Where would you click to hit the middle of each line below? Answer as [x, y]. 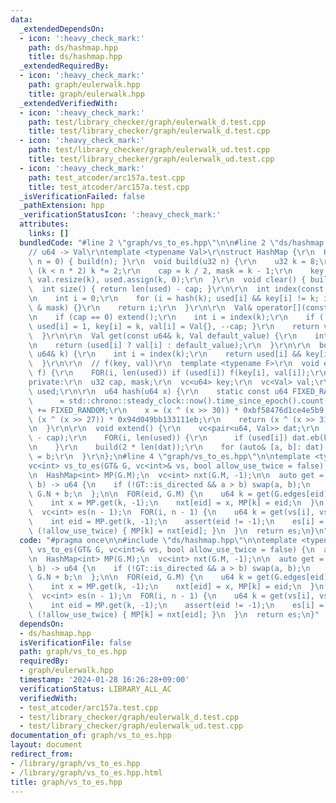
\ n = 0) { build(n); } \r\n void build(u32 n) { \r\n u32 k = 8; [174, 261]
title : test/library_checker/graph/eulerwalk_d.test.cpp [149, 131]
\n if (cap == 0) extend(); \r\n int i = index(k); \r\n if [171, 317]
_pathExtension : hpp [62, 206]
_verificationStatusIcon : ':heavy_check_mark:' [120, 215]
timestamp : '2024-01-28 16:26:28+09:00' [104, 680]
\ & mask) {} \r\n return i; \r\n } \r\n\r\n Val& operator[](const [178, 308]
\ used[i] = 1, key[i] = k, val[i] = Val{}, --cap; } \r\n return [174, 326]
